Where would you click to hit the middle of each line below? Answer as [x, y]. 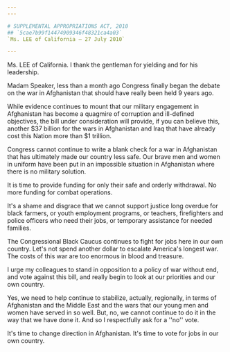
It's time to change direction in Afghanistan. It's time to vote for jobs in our [113, 333]
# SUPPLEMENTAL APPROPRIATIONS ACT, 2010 [68, 26]
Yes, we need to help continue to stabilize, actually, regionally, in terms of [112, 298]
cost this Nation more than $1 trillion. [60, 136]
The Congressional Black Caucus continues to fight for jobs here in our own [115, 242]
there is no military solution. [47, 171]
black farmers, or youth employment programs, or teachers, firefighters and [115, 213]
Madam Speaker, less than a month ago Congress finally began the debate [114, 86]
